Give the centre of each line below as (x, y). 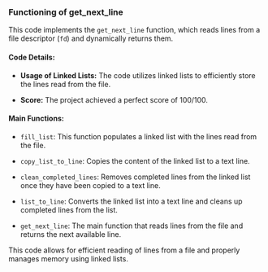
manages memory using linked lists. (68, 258)
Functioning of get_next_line (66, 12)
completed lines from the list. (69, 209)
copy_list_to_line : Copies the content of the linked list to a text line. (135, 160)
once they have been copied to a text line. (90, 185)
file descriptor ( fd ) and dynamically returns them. (91, 38)
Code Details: (32, 57)
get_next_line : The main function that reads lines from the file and (132, 226)
